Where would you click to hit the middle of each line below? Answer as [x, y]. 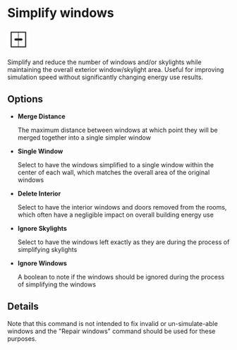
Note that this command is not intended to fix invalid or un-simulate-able [113, 323]
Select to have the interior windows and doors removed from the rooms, [122, 207]
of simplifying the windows [57, 284]
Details [23, 307]
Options [25, 99]
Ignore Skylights [42, 228]
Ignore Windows [42, 263]
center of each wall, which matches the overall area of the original [114, 172]
